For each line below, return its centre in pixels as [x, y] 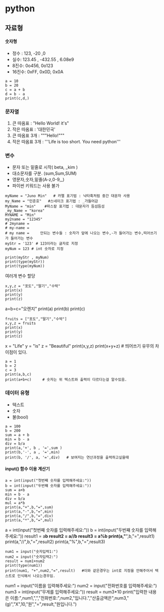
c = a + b [15, 90]
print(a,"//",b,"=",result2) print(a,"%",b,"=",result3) [55, 542]
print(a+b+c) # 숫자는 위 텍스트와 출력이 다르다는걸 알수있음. [66, 380]
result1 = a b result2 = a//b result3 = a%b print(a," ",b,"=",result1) [90, 536]
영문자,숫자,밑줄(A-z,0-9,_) [38, 180]
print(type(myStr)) [25, 262]
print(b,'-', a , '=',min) [33, 452]
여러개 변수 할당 [20, 276]
